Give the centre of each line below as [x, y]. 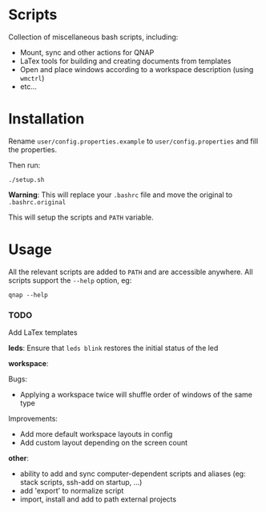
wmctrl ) [32, 78]
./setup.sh [26, 179]
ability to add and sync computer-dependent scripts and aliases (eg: [133, 474]
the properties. [33, 149]
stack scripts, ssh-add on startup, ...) [81, 482]
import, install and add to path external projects [98, 499]
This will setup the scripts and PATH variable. [81, 217]
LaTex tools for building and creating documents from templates [125, 61]
